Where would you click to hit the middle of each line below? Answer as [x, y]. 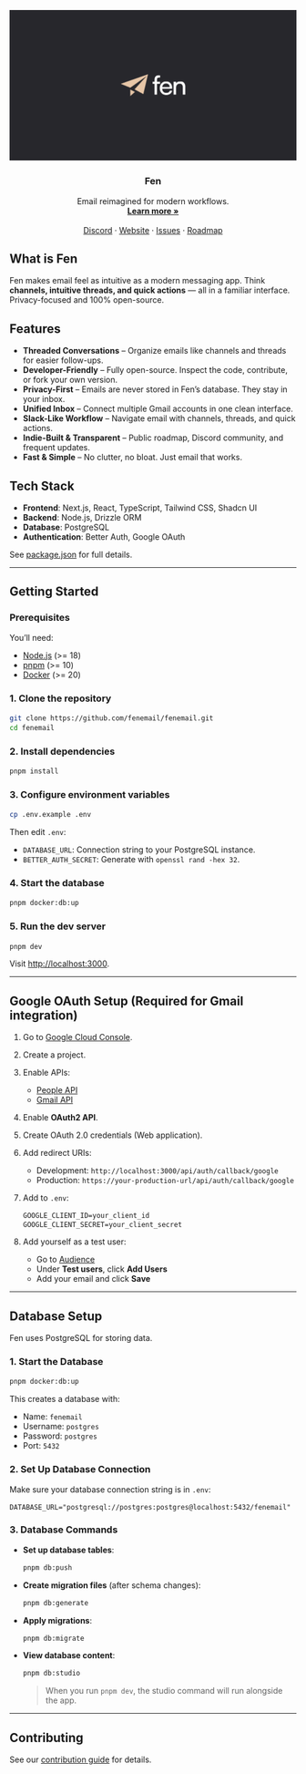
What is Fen [44, 258]
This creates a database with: [65, 1399]
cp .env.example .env [51, 815]
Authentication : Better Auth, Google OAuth [104, 537]
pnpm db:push [47, 1568]
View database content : [69, 1655]
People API [57, 1090]
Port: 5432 [41, 1446]
